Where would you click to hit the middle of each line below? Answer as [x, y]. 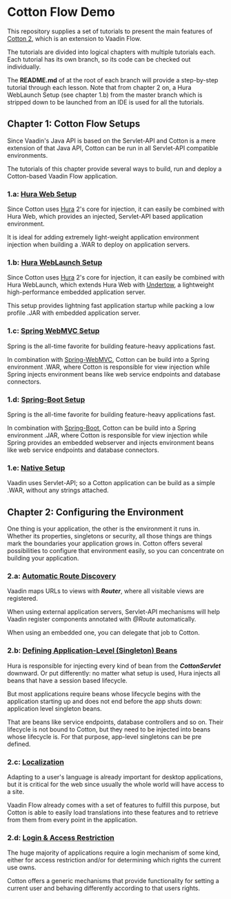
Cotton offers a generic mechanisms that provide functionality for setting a [113, 881]
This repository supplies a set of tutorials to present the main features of [110, 31]
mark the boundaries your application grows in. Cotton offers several [105, 543]
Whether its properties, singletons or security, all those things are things [110, 536]
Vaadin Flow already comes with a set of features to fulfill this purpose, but [114, 805]
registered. [22, 599]
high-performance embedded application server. [77, 292]
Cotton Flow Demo [61, 12]
